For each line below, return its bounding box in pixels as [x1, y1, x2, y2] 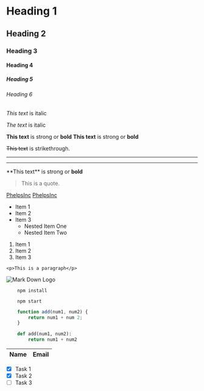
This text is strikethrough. [6, 144, 70, 152]
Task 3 [15, 379, 32, 386]
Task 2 [15, 372, 32, 379]
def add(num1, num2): [17, 331, 72, 337]
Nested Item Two [24, 229, 67, 236]
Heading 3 [6, 47, 38, 55]
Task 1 [15, 366, 32, 373]
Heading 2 [6, 28, 47, 39]
